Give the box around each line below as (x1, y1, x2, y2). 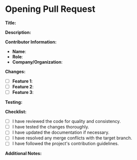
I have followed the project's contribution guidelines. (12, 141, 119, 147)
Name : (12, 48, 26, 54)
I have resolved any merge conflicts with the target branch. (12, 135, 132, 141)
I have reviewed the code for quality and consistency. (12, 119, 121, 124)
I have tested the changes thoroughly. (12, 124, 90, 130)
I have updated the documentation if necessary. (12, 129, 110, 135)
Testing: (5, 99, 23, 105)
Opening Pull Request (5, 3, 96, 15)
